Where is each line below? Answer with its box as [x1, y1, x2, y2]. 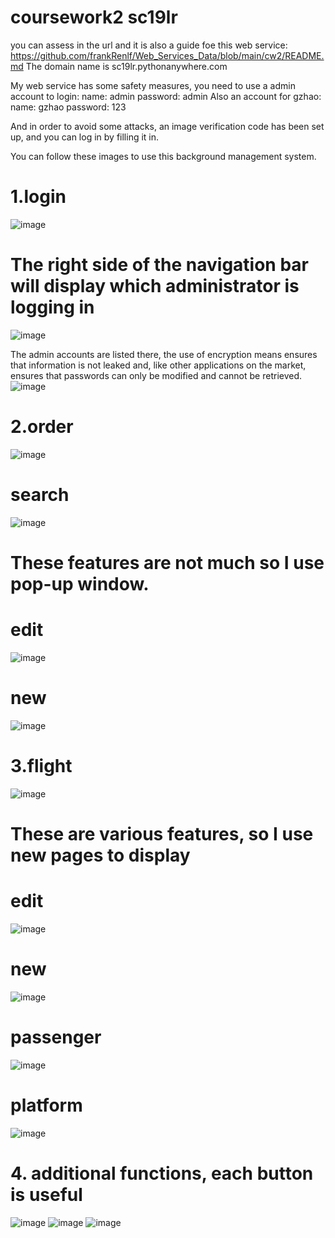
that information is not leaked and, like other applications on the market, [10, 359, 307, 371]
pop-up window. [10, 572, 150, 595]
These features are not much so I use [10, 551, 325, 574]
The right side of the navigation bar [10, 254, 309, 276]
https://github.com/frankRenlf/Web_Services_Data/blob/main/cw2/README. [10, 49, 325, 61]
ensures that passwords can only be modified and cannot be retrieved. [10, 369, 303, 381]
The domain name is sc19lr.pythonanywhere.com [25, 60, 228, 72]
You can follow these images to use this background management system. [10, 150, 317, 162]
